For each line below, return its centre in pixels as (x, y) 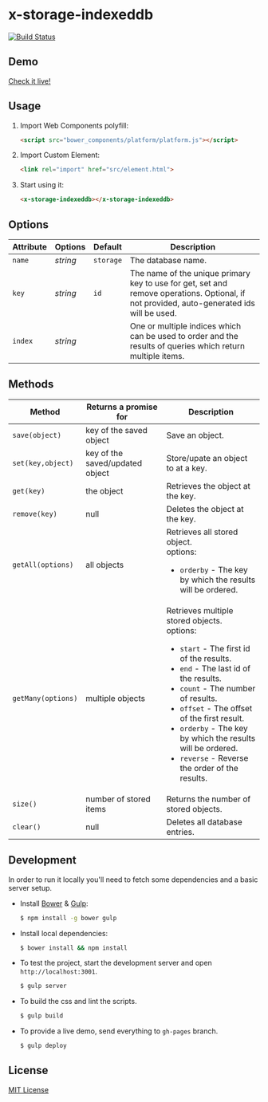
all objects (104, 565)
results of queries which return (187, 346)
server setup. (30, 888)
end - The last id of (215, 668)
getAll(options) (43, 565)
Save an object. (195, 435)
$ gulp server (43, 986)
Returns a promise (122, 407)
